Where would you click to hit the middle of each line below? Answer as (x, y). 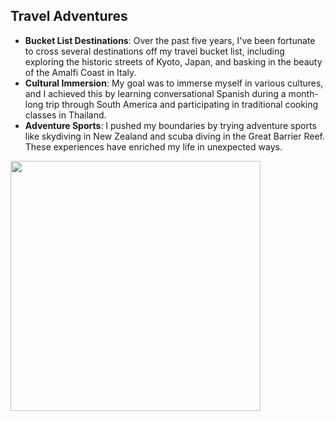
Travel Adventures (69, 16)
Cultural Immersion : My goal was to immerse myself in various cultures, (174, 83)
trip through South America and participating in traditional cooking (182, 104)
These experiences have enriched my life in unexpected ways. (153, 146)
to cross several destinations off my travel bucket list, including (154, 51)
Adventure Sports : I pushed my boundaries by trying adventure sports (170, 125)
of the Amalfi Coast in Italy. (80, 72)
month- (303, 93)
